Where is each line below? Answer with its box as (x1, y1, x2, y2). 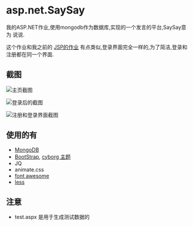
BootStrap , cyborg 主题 (14, 153, 71, 160)
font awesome (14, 172, 50, 179)
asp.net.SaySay (6, 4, 85, 17)
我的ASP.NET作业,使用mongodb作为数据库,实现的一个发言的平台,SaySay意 (6, 23, 187, 31)
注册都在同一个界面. (6, 50, 55, 58)
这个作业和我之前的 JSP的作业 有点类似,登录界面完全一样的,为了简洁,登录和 (6, 43, 188, 50)
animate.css (14, 166, 44, 173)
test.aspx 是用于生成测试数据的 (14, 214, 90, 221)
